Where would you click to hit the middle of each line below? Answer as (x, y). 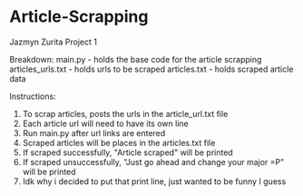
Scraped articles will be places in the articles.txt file (119, 142)
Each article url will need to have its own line (105, 123)
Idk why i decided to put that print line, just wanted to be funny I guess (154, 181)
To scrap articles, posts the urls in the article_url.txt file (125, 113)
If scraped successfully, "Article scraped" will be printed (127, 152)
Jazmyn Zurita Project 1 (54, 42)
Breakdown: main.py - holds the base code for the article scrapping (136, 59)
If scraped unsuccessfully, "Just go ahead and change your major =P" (153, 162)
